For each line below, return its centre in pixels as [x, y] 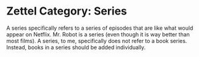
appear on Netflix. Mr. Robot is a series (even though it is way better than [98, 34]
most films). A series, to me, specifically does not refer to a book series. [97, 41]
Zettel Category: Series [67, 11]
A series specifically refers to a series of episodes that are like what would [100, 28]
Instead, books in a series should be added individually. [76, 47]
